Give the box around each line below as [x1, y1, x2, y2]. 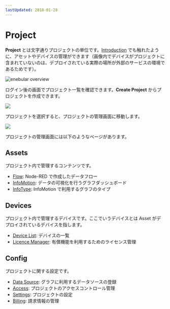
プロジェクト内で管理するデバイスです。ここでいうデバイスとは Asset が [5, 215, 157, 222]
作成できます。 [31, 92, 63, 99]
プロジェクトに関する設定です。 [5, 268, 72, 274]
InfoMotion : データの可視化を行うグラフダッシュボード [12, 180, 127, 186]
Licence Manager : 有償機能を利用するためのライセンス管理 [12, 239, 136, 245]
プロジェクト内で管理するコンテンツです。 [5, 163, 94, 169]
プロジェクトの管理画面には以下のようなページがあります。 [5, 133, 129, 140]
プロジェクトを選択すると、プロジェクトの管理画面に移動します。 [5, 113, 143, 119]
